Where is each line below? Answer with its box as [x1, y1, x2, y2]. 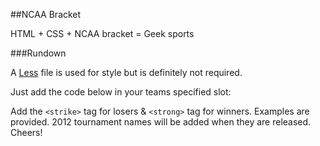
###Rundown [10, 47, 67, 59]
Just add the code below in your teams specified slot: [10, 86, 232, 98]
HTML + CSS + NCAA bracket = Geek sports [10, 28, 195, 39]
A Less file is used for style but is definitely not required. [10, 67, 243, 78]
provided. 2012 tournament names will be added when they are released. [10, 116, 312, 128]
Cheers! [10, 127, 43, 138]
